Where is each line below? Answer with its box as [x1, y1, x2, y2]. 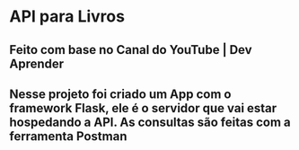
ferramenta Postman [9, 128, 128, 144]
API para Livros [9, 6, 126, 27]
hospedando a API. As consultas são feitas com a [9, 114, 291, 129]
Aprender [9, 56, 65, 71]
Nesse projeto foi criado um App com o [9, 86, 232, 101]
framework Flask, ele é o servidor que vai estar [9, 101, 277, 116]
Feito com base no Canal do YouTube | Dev [9, 42, 253, 57]
